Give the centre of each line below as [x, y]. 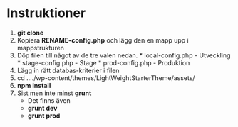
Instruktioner [46, 13]
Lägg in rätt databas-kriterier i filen [68, 70]
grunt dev [42, 108]
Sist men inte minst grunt [54, 93]
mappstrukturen [41, 48]
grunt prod [44, 116]
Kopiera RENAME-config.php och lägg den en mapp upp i [103, 40]
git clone [30, 33]
